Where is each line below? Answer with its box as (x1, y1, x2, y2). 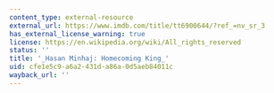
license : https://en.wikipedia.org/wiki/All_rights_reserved (9, 37, 242, 47)
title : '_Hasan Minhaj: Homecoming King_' (9, 54, 170, 63)
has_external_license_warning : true (9, 29, 145, 38)
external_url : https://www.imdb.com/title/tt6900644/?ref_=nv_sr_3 (9, 21, 266, 30)
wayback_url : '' (9, 71, 70, 80)
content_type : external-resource (9, 12, 134, 22)
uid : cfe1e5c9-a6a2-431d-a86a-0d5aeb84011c (9, 63, 174, 72)
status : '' (9, 46, 50, 55)
